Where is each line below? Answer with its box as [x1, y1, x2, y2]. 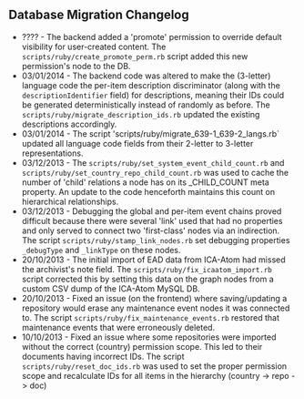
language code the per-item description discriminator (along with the [21, 79, 281, 90]
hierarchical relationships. [21, 196, 119, 207]
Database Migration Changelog [8, 7, 189, 23]
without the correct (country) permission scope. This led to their [21, 341, 263, 352]
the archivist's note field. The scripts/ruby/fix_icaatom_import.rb [21, 263, 272, 274]
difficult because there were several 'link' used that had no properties [21, 215, 283, 226]
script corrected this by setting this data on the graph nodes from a [21, 273, 274, 284]
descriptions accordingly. [21, 118, 117, 129]
